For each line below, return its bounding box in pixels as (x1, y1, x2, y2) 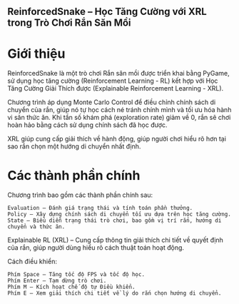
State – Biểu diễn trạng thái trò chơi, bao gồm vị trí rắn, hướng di (7, 217, 222, 224)
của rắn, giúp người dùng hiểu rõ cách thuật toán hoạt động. (7, 243, 184, 252)
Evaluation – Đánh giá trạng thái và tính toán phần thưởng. (7, 205, 193, 212)
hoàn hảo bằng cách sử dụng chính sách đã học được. (7, 121, 168, 129)
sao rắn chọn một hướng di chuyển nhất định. (7, 142, 141, 151)
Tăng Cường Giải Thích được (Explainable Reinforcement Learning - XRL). (7, 84, 224, 93)
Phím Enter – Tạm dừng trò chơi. (7, 278, 107, 285)
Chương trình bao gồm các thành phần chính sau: (7, 191, 153, 199)
